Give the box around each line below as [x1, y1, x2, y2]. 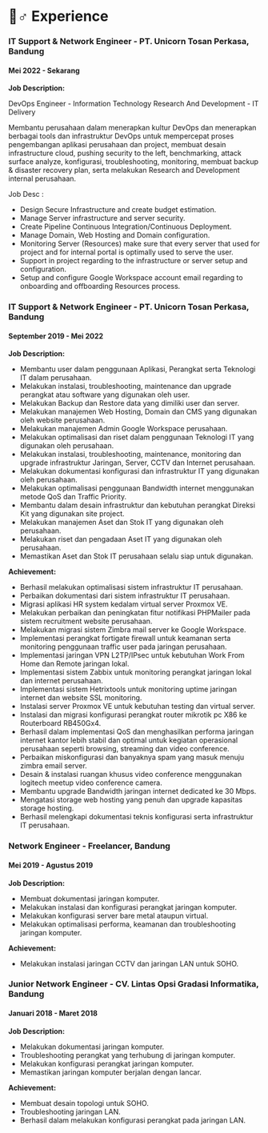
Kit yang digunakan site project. [19, 509, 125, 518]
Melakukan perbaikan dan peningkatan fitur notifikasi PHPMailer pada [19, 608, 250, 618]
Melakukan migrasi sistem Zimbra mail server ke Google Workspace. [19, 625, 246, 635]
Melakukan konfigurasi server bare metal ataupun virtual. [19, 911, 209, 920]
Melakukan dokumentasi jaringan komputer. [19, 1042, 165, 1051]
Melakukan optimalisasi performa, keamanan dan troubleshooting [19, 919, 236, 929]
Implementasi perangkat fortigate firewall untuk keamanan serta [19, 634, 231, 643]
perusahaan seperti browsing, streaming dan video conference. [19, 744, 230, 754]
